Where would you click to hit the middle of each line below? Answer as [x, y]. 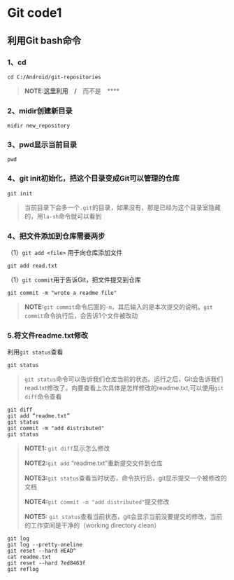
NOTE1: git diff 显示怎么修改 [67, 448]
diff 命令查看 [43, 396]
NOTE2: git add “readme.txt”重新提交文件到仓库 [93, 463]
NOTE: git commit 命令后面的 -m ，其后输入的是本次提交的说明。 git [118, 307]
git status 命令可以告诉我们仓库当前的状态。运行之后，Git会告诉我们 [124, 379]
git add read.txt [32, 266]
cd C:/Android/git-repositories [54, 77]
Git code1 [35, 13]
